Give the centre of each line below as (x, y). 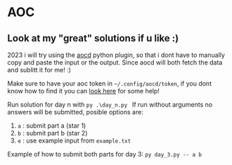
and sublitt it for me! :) (39, 70)
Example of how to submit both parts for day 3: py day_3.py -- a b (105, 154)
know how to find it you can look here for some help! (84, 91)
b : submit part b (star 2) (52, 133)
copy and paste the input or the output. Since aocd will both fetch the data (115, 62)
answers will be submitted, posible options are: (76, 112)
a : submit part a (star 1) (52, 126)
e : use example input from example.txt (74, 140)
